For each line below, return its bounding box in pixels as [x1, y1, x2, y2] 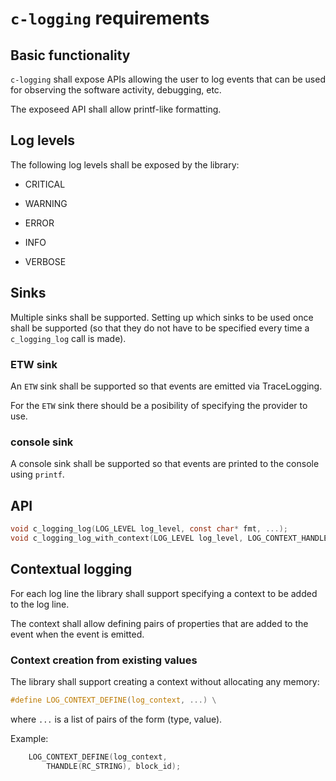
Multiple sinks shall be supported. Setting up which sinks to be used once [10, 311, 314, 323]
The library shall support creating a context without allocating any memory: [10, 675, 320, 687]
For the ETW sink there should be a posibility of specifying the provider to [10, 399, 308, 411]
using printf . [10, 468, 65, 481]
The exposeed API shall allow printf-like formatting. [10, 103, 222, 115]
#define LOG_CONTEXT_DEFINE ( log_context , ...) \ [10, 695, 217, 705]
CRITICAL [24, 178, 66, 190]
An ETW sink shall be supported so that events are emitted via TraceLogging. [10, 380, 323, 392]
